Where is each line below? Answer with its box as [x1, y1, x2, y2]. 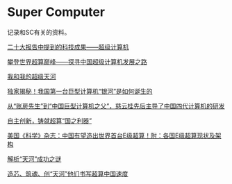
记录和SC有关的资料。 [7, 28, 71, 36]
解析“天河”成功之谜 [7, 154, 62, 163]
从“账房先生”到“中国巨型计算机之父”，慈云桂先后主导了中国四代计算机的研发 [7, 101, 225, 110]
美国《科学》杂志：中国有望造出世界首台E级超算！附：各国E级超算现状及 [7, 131, 215, 140]
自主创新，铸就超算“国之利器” [7, 116, 92, 125]
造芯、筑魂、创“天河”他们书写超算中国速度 [7, 169, 129, 178]
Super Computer [7, 4, 106, 20]
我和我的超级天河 [7, 72, 56, 81]
